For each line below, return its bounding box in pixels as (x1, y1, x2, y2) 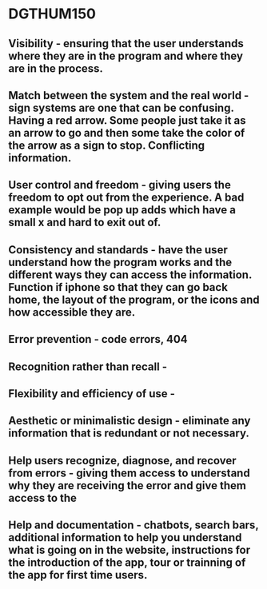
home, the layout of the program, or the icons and (8, 293, 260, 306)
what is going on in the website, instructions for (8, 543, 251, 557)
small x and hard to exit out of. (8, 216, 161, 229)
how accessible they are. (8, 305, 136, 319)
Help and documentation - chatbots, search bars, (8, 519, 259, 532)
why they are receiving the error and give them (8, 479, 246, 492)
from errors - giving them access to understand (8, 466, 250, 480)
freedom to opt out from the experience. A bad (8, 191, 245, 205)
